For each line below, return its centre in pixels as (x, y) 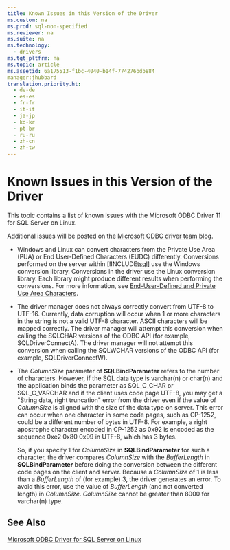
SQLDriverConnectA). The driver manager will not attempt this (105, 343)
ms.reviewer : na (30, 33)
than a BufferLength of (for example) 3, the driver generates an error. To (119, 479)
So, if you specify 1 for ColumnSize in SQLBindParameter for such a (114, 450)
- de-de (24, 90)
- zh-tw (24, 148)
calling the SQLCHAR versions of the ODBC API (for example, (104, 335)
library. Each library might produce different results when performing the (120, 278)
